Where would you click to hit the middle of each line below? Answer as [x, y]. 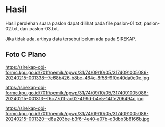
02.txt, [12, 28]
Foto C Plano [26, 55]
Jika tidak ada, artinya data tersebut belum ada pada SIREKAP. [71, 39]
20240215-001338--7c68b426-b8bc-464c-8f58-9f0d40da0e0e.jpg [77, 78]
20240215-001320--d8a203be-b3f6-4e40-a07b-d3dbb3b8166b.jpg [77, 119]
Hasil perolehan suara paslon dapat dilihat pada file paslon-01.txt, [74, 23]
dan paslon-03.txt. [39, 28]
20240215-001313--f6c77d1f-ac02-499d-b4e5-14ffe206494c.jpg [74, 98]
